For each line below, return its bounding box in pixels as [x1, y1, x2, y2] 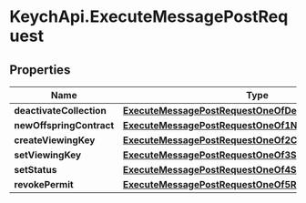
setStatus [14, 164, 57, 176]
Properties [9, 62, 71, 77]
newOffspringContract [14, 119, 115, 131]
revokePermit [14, 178, 75, 190]
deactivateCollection [14, 105, 107, 117]
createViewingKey [14, 134, 96, 147]
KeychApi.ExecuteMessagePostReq [9, 6, 289, 27]
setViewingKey [14, 148, 82, 161]
